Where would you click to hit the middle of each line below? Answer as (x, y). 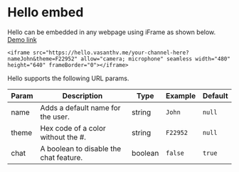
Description (83, 95)
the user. (55, 117)
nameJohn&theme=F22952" (43, 59)
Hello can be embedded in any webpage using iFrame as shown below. (112, 32)
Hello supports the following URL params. (68, 78)
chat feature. (62, 157)
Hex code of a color (73, 128)
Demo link (22, 39)
